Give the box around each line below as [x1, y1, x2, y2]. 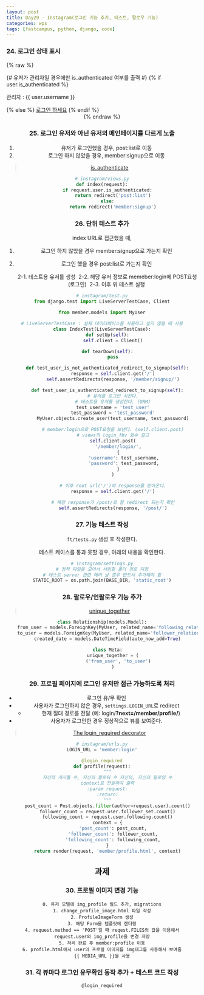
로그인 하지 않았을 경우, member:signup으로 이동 [48, 151, 165, 159]
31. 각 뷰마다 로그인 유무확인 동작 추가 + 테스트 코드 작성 [25, 968, 179, 977]
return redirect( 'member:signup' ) [69, 204, 157, 210]
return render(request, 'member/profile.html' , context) [34, 848, 181, 854]
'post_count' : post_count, [78, 825, 148, 831]
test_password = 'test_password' [70, 410, 155, 416]
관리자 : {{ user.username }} [6, 93, 75, 100]
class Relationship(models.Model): [56, 619, 148, 625]
